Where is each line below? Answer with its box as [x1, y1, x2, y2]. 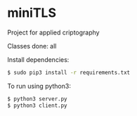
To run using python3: [7, 82, 72, 90]
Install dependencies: [7, 55, 70, 64]
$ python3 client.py [7, 102, 68, 109]
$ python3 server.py [7, 95, 68, 103]
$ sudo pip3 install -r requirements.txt [7, 69, 131, 76]
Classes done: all [7, 41, 57, 50]
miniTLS [7, 5, 57, 21]
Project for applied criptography [7, 28, 100, 37]
